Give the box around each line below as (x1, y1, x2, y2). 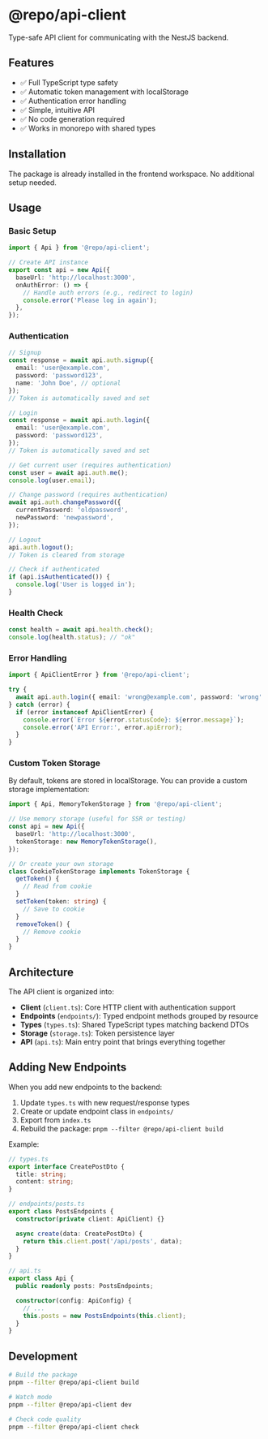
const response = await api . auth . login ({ (8, 416, 151, 424)
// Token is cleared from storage (8, 550, 125, 559)
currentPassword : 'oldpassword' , (15, 506, 129, 515)
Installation (8, 148, 66, 162)
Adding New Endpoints (8, 1061, 127, 1075)
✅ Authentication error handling (19, 96, 127, 106)
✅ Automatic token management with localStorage (19, 87, 189, 97)
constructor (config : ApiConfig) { (15, 1296, 132, 1304)
